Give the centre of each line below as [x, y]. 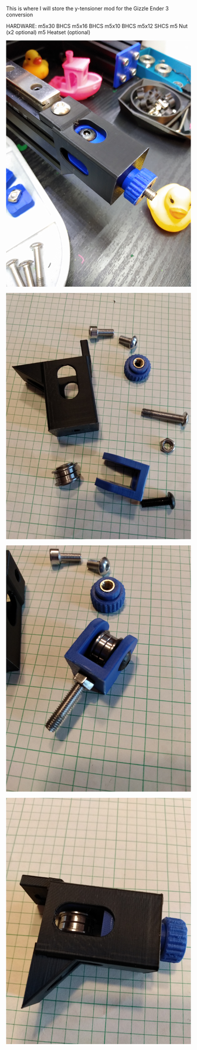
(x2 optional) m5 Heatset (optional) [48, 32]
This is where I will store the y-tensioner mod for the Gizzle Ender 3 [87, 9]
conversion [20, 15]
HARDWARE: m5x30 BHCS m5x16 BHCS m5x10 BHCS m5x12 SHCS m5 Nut [97, 26]
